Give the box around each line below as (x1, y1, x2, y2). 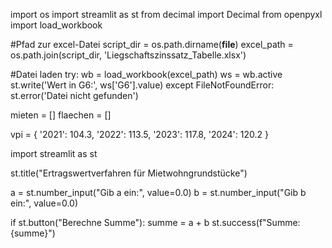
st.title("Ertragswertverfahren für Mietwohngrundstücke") (10, 167, 248, 179)
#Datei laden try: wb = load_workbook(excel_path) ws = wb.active (10, 69, 283, 80)
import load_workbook (10, 19, 103, 31)
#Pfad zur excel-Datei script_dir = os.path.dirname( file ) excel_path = (10, 39, 294, 50)
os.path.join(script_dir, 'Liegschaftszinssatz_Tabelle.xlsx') (10, 49, 247, 61)
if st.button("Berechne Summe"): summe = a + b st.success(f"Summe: (10, 217, 301, 228)
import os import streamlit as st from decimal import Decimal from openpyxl (10, 9, 323, 20)
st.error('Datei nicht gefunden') (10, 90, 139, 101)
